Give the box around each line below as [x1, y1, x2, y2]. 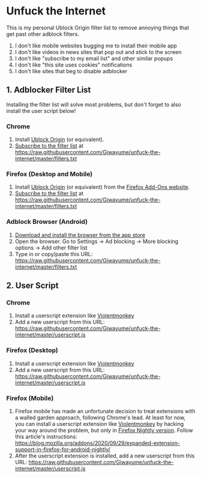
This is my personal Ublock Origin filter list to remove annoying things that [6, 24, 189, 31]
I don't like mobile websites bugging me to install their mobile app [14, 42, 177, 49]
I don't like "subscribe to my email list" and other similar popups [14, 55, 173, 62]
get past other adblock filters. [6, 30, 80, 37]
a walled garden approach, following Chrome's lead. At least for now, [14, 414, 186, 421]
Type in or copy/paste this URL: [14, 250, 93, 257]
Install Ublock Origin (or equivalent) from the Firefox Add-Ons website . [14, 184, 190, 191]
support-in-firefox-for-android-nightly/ [14, 446, 111, 453]
